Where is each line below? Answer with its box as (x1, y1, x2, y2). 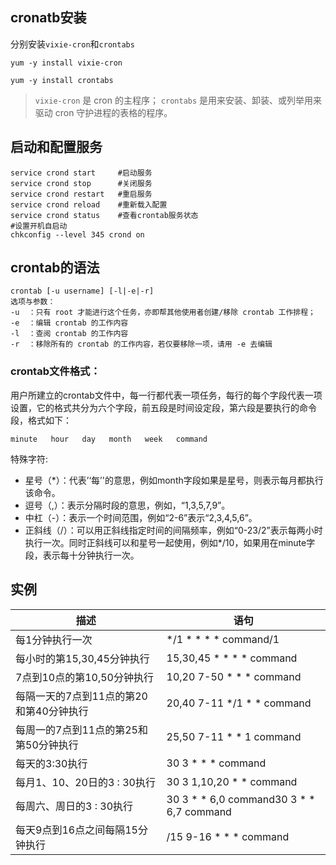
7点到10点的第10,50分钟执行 (15, 670, 154, 684)
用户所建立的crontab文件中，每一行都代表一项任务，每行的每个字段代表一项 (10, 389, 323, 401)
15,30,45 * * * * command (166, 651, 298, 665)
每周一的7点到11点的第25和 (15, 723, 148, 737)
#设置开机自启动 (10, 221, 68, 231)
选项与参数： (10, 297, 56, 307)
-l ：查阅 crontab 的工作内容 (10, 329, 129, 339)
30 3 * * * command (166, 756, 267, 770)
